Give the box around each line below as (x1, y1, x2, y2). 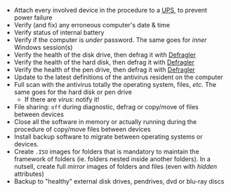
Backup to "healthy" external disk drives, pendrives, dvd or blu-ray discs (13, 177, 225, 185)
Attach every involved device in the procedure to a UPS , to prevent (13, 6, 207, 14)
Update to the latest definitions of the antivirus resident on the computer (13, 73, 223, 81)
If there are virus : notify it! (24, 95, 100, 104)
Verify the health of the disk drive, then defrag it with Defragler (13, 50, 197, 59)
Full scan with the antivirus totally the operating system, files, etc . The (13, 81, 216, 88)
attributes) (13, 170, 44, 178)
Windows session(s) (13, 43, 73, 51)
